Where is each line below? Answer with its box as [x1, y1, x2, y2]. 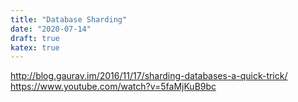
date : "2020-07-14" [10, 24, 92, 34]
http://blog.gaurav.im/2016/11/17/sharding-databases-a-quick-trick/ [10, 70, 288, 82]
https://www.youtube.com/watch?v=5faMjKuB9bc [10, 81, 217, 93]
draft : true [10, 33, 60, 43]
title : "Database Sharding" [10, 14, 128, 25]
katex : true [10, 42, 60, 53]
